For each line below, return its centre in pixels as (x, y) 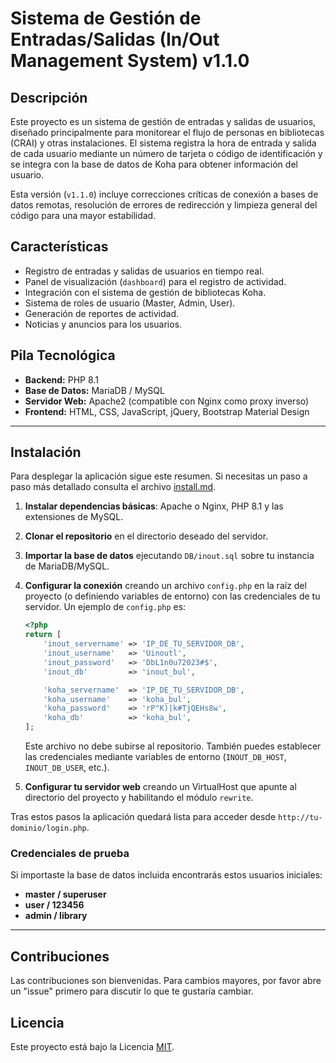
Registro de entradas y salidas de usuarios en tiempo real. (144, 271)
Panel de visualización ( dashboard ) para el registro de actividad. (155, 281)
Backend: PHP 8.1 (61, 379)
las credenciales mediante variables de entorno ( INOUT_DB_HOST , (155, 757)
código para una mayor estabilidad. (83, 215)
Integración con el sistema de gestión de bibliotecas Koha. (145, 292)
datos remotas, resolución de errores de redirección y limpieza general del (164, 205)
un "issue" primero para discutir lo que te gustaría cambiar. (132, 991)
